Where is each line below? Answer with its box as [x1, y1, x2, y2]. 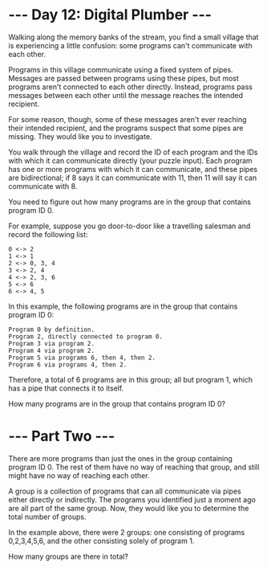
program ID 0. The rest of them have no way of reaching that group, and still [8, 462, 260, 472]
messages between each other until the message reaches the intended [8, 90, 243, 100]
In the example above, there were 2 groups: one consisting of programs [8, 527, 245, 537]
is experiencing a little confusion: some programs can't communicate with [8, 40, 253, 50]
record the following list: [8, 229, 88, 239]
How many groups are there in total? [8, 551, 128, 561]
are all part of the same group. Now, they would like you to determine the [8, 503, 249, 513]
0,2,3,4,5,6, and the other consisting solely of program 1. [8, 536, 195, 546]
